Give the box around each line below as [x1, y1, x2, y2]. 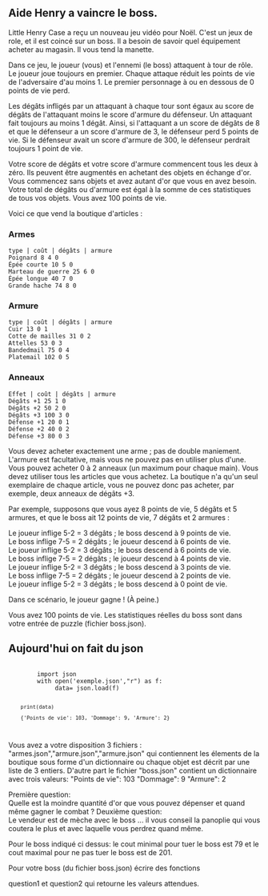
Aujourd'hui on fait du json [8, 642, 144, 655]
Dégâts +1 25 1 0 [8, 397, 66, 405]
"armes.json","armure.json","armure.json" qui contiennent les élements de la [8, 749, 260, 758]
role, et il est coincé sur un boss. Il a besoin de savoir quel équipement [8, 36, 241, 46]
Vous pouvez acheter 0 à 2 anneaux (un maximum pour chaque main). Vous [8, 463, 258, 473]
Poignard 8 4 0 [8, 254, 59, 262]
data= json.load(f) [54, 684, 120, 692]
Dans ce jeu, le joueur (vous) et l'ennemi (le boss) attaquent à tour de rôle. [8, 60, 254, 70]
